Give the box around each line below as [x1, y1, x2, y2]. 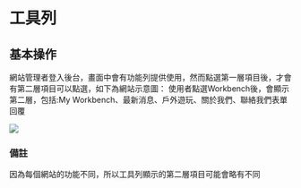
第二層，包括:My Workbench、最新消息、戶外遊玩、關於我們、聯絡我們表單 [9, 95, 288, 105]
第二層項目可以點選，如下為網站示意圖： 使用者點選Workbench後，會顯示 [16, 83, 289, 94]
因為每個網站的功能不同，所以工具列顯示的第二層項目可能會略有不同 [9, 169, 261, 180]
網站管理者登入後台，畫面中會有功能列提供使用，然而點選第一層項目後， [9, 73, 276, 82]
